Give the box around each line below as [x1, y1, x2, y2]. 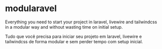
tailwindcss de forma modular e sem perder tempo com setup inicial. [5, 38, 143, 44]
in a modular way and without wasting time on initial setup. [5, 24, 123, 30]
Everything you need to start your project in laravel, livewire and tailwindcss [5, 19, 157, 25]
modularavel [5, 3, 57, 14]
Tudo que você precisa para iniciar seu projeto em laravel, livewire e [5, 33, 142, 39]
